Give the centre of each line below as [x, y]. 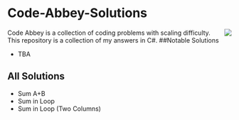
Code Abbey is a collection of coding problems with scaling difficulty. [109, 33]
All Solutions [36, 76]
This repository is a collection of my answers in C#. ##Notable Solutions [113, 40]
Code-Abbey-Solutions [78, 13]
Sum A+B [31, 93]
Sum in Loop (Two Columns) [59, 109]
